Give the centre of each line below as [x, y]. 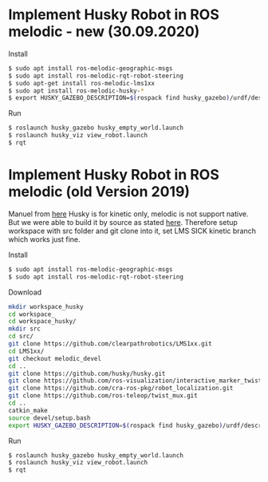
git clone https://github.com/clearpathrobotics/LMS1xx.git [110, 344]
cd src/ [21, 337]
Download [25, 292]
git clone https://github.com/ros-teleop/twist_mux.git [103, 396]
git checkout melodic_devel [55, 358]
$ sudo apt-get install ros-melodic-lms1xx [82, 83]
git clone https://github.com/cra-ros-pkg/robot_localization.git [121, 389]
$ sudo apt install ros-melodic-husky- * [77, 91]
